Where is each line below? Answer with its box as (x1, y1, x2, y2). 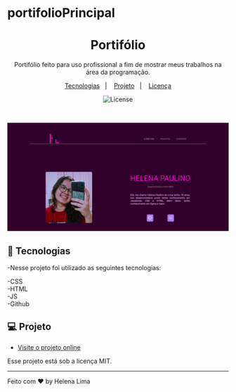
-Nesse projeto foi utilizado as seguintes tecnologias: (7, 264, 162, 272)
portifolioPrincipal (7, 5, 116, 21)
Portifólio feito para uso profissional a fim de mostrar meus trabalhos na (13, 61, 223, 69)
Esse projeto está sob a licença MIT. (7, 357, 112, 365)
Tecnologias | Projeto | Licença (64, 82, 172, 90)
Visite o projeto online (17, 343, 81, 351)
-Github (7, 300, 29, 308)
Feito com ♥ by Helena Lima (7, 377, 91, 385)
